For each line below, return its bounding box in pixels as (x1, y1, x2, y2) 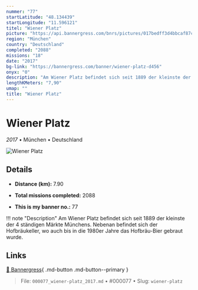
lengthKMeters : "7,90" (6, 80, 62, 86)
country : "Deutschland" (6, 42, 65, 48)
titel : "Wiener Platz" (6, 25, 62, 31)
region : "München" (6, 36, 51, 42)
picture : (6, 31, 28, 37)
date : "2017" (6, 58, 38, 64)
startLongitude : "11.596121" (6, 19, 78, 25)
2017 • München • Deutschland (6, 136, 83, 143)
